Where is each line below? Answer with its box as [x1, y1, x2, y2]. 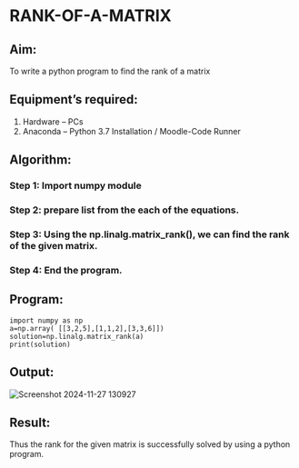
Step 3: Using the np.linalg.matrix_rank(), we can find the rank [9, 228, 290, 241]
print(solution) [9, 340, 71, 349]
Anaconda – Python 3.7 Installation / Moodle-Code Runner [22, 125, 241, 136]
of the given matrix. [9, 239, 98, 252]
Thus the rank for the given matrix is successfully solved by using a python [9, 439, 291, 450]
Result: [9, 414, 51, 430]
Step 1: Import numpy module [9, 179, 143, 192]
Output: [9, 364, 55, 380]
